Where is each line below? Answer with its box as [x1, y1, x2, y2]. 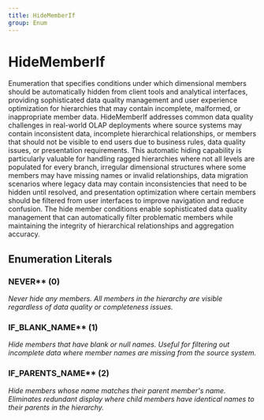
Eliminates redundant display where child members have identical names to [8, 394, 255, 403]
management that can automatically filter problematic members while [8, 213, 234, 222]
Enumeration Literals [8, 252, 113, 266]
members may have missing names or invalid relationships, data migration [8, 171, 248, 180]
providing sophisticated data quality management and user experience [8, 95, 238, 105]
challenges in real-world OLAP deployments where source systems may [8, 121, 243, 130]
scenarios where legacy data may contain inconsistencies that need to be [8, 179, 247, 189]
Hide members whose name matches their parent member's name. [8, 385, 226, 395]
